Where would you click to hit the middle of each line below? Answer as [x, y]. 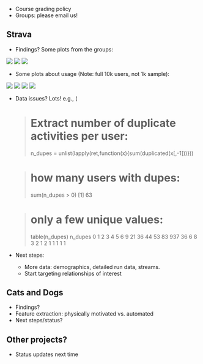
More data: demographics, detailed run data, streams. [92, 267]
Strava [19, 35]
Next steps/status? [39, 320]
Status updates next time [46, 354]
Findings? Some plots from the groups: [64, 49]
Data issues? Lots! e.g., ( [46, 98]
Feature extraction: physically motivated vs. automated [84, 314]
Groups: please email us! [46, 15]
